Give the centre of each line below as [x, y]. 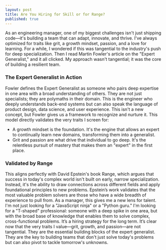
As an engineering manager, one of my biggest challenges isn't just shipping [83, 33]
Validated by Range [29, 163]
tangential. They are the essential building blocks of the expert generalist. [80, 232]
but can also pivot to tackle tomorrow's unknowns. [57, 242]
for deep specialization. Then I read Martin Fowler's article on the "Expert [80, 54]
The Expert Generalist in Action [44, 77]
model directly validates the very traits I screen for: [57, 120]
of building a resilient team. [33, 64]
